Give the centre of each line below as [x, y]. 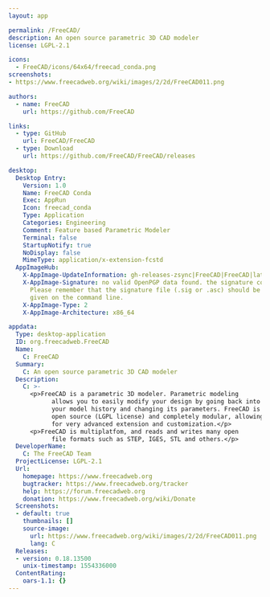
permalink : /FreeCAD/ [45, 30]
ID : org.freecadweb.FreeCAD [63, 342]
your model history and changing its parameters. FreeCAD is [156, 409]
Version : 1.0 [45, 186]
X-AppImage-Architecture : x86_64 [79, 313]
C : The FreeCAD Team [57, 454]
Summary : [30, 364]
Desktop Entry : [41, 178]
